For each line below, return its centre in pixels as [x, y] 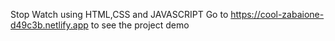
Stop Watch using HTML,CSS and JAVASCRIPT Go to [119, 14]
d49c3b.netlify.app [49, 25]
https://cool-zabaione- [277, 14]
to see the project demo [140, 25]
